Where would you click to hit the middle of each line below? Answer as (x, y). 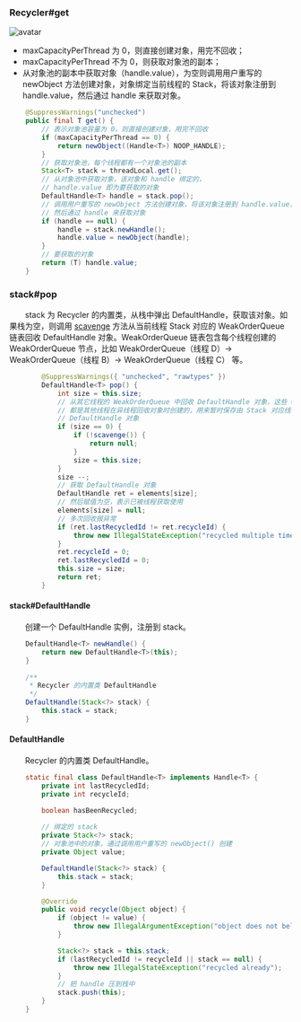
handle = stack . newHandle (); (112, 229)
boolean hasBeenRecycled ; (90, 810)
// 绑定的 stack (70, 827)
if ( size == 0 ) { (90, 427)
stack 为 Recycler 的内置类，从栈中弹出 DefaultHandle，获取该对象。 (152, 315)
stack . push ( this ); (91, 993)
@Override (60, 901)
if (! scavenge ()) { (109, 436)
